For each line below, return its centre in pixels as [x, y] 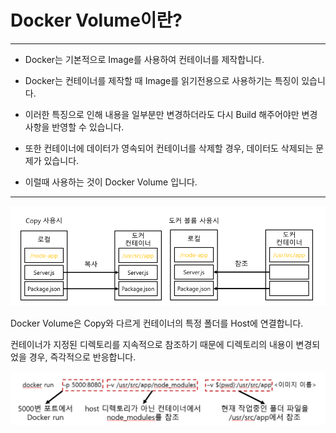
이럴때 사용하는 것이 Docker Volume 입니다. [111, 182]
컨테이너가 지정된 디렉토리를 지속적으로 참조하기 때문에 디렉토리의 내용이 [152, 344]
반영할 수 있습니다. [88, 127]
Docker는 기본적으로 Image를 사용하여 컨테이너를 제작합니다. [144, 59]
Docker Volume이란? [96, 20]
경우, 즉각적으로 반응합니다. [82, 357]
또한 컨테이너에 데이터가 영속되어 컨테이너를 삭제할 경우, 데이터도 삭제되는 [169, 148]
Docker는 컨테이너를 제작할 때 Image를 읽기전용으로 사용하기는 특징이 [162, 80]
